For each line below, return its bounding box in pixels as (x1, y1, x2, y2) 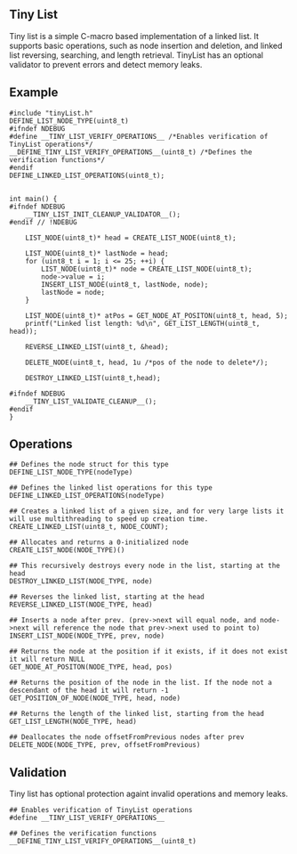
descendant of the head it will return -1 (9, 686, 169, 695)
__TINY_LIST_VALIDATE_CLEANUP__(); (25, 396, 157, 406)
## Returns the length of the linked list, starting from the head (9, 710, 265, 719)
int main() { (9, 194, 58, 203)
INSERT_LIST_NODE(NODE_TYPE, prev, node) (9, 631, 165, 640)
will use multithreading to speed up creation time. (9, 515, 209, 524)
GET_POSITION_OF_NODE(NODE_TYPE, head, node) (9, 694, 181, 703)
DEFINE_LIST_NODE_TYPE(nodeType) (9, 468, 133, 477)
